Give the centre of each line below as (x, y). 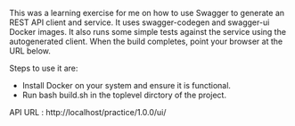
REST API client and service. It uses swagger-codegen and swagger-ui (139, 22)
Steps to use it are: (44, 68)
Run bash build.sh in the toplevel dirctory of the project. (124, 95)
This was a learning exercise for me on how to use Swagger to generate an (147, 13)
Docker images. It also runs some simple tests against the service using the (148, 32)
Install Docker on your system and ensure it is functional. (127, 85)
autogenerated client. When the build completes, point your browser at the (146, 41)
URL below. (30, 51)
